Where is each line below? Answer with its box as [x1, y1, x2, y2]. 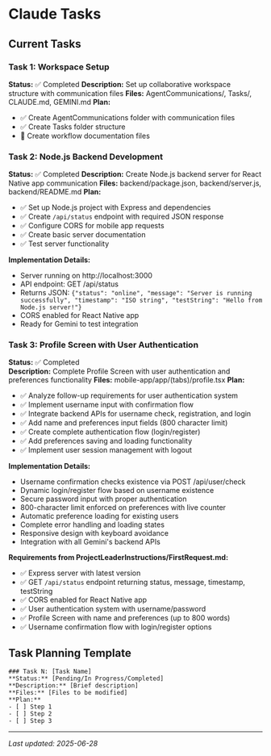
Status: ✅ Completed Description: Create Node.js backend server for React [8, 169, 262, 179]
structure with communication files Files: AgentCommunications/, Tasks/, [8, 88, 252, 98]
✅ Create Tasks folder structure [19, 122, 126, 132]
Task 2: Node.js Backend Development [8, 151, 164, 162]
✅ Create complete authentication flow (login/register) [19, 427, 201, 436]
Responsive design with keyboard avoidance [19, 528, 169, 538]
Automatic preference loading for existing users [19, 512, 179, 521]
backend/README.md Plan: [8, 187, 102, 197]
